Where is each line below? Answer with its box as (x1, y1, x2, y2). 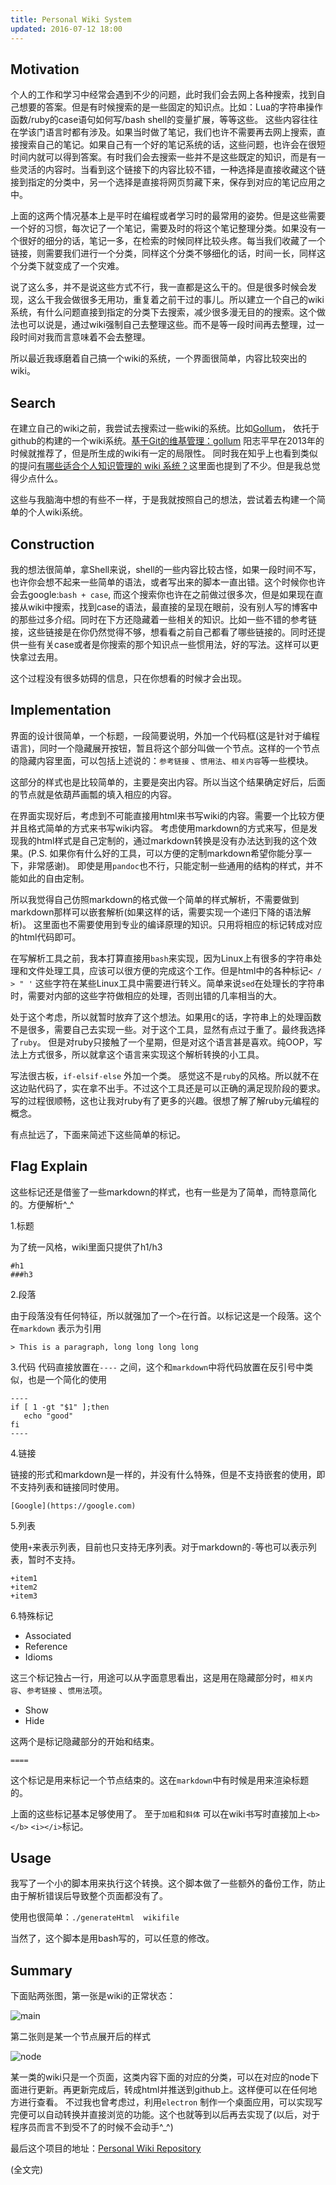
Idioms (24, 1651, 53, 1663)
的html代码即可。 (10, 931, 82, 943)
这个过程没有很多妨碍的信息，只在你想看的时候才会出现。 (10, 672, 247, 684)
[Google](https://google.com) (10, 1501, 137, 1511)
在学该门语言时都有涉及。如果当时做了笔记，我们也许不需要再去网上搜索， (10, 126, 317, 138)
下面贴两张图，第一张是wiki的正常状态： (10, 1990, 176, 2002)
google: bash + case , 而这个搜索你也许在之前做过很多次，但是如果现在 (27, 588, 315, 600)
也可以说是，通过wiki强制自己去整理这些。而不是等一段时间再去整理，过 (18, 319, 316, 331)
